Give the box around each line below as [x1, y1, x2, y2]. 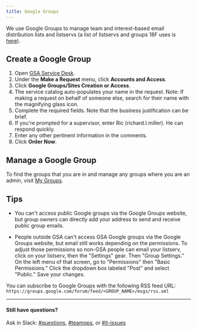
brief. [14, 113, 28, 120]
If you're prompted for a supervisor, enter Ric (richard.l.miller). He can [14, 120, 184, 127]
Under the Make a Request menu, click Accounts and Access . [14, 76, 167, 83]
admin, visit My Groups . [6, 177, 63, 184]
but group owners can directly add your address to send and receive [14, 216, 181, 223]
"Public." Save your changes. [14, 271, 85, 278]
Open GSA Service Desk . [14, 70, 75, 77]
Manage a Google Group [6, 155, 97, 165]
